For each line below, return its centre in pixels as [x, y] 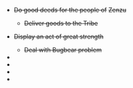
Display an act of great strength [59, 36]
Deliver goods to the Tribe [61, 23]
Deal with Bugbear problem [63, 50]
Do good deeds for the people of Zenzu [70, 10]
